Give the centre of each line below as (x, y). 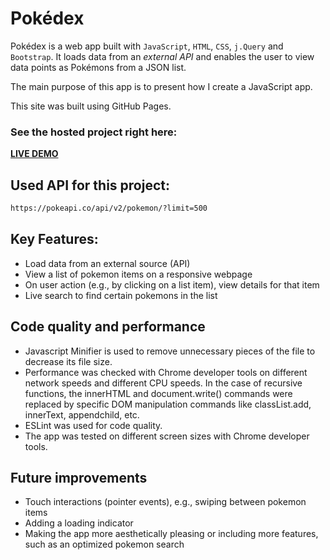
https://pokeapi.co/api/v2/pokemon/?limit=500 (109, 208)
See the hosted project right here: (94, 132)
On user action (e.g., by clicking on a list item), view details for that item (172, 284)
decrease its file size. (68, 361)
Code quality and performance (108, 327)
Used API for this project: (90, 185)
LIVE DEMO (34, 154)
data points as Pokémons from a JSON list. (98, 67)
